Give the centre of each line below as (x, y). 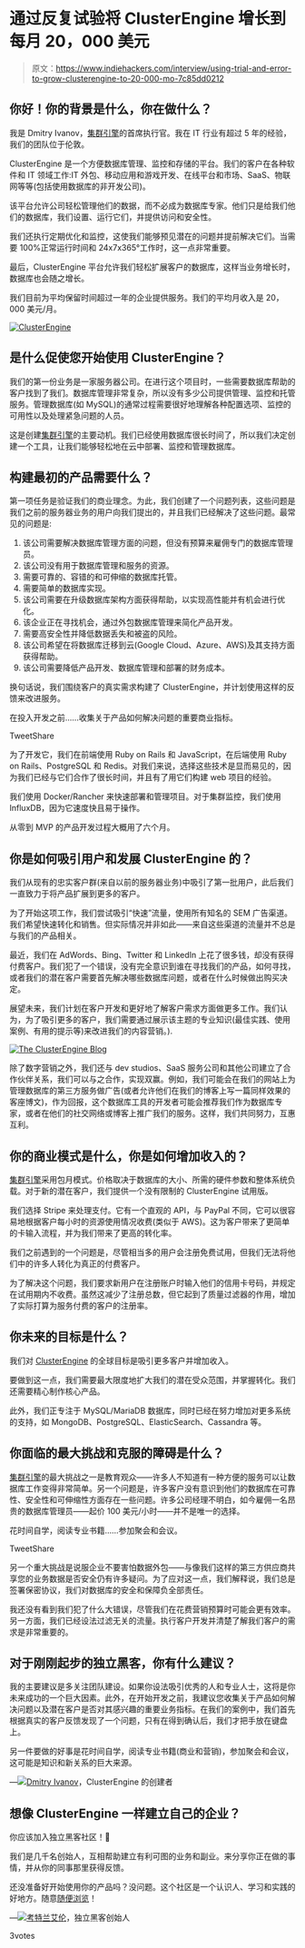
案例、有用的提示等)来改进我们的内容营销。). (91, 1031)
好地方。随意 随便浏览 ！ (53, 1898)
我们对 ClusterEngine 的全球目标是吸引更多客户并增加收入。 (122, 1360)
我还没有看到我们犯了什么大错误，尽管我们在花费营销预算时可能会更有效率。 (152, 1609)
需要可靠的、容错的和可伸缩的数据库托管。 (102, 577)
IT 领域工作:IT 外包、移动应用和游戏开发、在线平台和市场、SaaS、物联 (159, 174)
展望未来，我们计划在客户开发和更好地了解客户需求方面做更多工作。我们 (144, 1008)
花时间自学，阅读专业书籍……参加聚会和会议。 (96, 1530)
